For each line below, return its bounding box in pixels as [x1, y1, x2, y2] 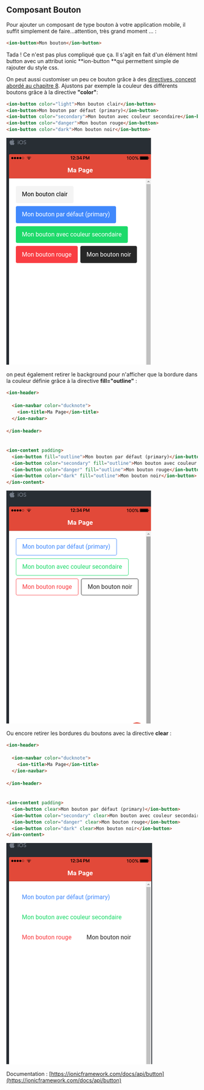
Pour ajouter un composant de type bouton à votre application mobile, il [6, 21, 186, 28]
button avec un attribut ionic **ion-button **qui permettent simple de [6, 57, 179, 64]
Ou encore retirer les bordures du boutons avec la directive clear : [6, 729, 172, 737]
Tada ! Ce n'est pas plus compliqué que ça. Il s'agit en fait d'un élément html [6, 51, 198, 58]
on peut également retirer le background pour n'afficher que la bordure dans [6, 371, 198, 378]
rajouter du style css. [6, 64, 59, 71]
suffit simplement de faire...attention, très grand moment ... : [6, 27, 157, 35]
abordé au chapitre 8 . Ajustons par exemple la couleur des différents [6, 82, 178, 89]
